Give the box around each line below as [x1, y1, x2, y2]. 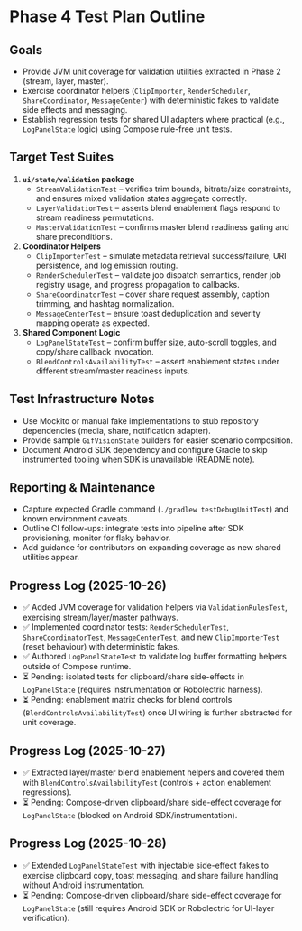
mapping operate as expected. [35, 318, 151, 328]
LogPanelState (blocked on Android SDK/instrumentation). [22, 810, 238, 821]
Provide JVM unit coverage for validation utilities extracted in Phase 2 [22, 66, 281, 77]
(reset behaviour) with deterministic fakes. [22, 641, 180, 652]
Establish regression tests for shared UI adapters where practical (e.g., [22, 115, 286, 124]
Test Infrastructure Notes [9, 392, 155, 407]
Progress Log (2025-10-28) [9, 836, 167, 852]
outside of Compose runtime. [22, 661, 132, 672]
